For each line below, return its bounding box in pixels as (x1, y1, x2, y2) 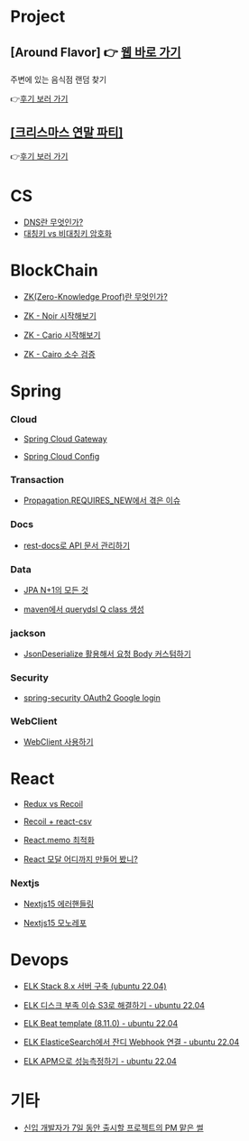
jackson (10, 626, 46, 639)
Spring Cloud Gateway (23, 433, 107, 444)
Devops (10, 950, 69, 970)
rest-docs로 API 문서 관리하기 (23, 540, 130, 551)
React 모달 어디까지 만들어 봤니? (23, 853, 138, 864)
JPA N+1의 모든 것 (23, 585, 89, 596)
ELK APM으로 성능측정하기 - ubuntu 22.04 (23, 1056, 177, 1067)
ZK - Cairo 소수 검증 (23, 348, 96, 359)
